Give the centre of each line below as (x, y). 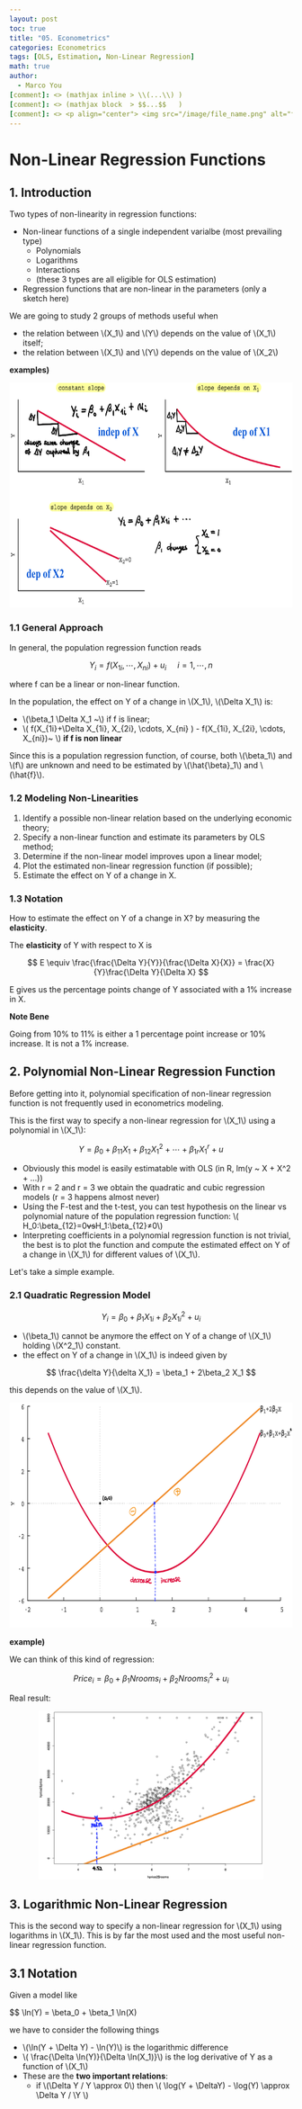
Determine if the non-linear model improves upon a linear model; (142, 856)
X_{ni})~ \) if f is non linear (72, 739)
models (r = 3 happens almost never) (91, 1198)
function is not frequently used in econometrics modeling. (117, 1103)
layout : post (34, 19)
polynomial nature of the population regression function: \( (131, 1216)
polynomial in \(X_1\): (48, 1130)
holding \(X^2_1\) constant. (71, 1346)
